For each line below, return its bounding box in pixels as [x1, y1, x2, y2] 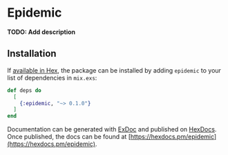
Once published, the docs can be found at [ [7, 133, 131, 141]
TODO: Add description [7, 28, 76, 36]
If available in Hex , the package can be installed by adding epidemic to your [7, 66, 221, 74]
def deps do [7, 86, 41, 94]
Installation [7, 48, 57, 60]
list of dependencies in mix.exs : [7, 73, 97, 82]
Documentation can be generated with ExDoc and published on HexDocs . [7, 125, 217, 134]
